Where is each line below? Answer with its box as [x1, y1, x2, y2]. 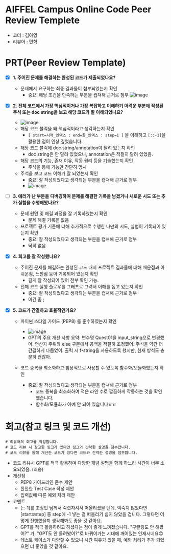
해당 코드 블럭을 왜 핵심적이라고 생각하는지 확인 [20, 126, 115, 131]
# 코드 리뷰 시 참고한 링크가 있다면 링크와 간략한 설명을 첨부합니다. [5, 445, 131, 450]
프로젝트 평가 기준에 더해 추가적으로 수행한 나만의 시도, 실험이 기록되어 [20, 223, 161, 229]
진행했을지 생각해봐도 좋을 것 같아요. [30, 518, 103, 524]
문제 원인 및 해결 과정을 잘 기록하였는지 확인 [20, 210, 108, 216]
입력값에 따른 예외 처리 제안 [20, 492, 75, 498]
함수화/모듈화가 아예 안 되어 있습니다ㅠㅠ [35, 401, 116, 407]
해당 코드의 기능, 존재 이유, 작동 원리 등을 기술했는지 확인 [20, 157, 134, 164]
